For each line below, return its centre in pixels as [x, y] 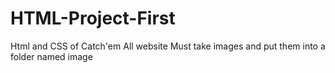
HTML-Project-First [93, 18]
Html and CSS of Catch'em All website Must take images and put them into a [168, 46]
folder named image [51, 56]
